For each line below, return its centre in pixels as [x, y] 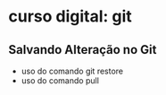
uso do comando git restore [72, 71]
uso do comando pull [60, 81]
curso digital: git [71, 17]
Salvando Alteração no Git [83, 50]
